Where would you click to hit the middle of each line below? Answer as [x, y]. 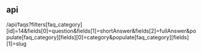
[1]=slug [16, 43]
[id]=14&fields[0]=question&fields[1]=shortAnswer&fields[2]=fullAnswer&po [101, 31]
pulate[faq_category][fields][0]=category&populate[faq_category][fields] [98, 37]
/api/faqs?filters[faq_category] [45, 24]
